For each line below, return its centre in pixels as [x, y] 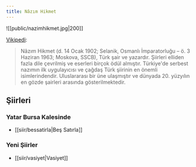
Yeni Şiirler [22, 145]
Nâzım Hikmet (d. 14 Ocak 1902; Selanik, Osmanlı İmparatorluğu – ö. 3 [105, 51]
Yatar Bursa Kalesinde [39, 117]
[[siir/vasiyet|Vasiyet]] [41, 158]
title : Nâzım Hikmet [31, 11]
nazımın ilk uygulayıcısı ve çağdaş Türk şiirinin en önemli [89, 69]
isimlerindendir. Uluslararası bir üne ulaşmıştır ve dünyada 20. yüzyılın [105, 76]
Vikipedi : [17, 39]
